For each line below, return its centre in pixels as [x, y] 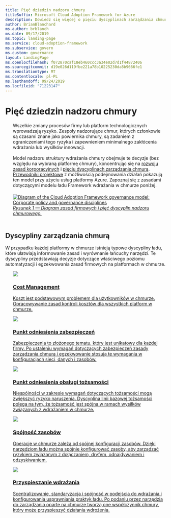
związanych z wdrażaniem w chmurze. [53, 410]
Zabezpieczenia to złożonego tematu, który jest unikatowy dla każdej [85, 343]
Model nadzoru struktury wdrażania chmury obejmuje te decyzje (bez [86, 158]
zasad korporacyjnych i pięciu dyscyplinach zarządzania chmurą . [81, 169]
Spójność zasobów [37, 432]
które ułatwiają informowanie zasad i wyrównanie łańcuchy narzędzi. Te [81, 253]
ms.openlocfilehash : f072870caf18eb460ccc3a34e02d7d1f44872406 [74, 62]
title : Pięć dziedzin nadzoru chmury [45, 10]
